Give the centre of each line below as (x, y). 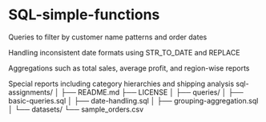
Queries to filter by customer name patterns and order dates (108, 37)
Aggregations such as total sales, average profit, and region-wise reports (129, 68)
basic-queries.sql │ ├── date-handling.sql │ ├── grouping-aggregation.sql (133, 100)
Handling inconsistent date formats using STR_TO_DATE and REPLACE (124, 52)
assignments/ (31, 92)
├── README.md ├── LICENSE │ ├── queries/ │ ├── (152, 92)
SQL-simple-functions (84, 15)
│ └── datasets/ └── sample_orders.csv (76, 109)
